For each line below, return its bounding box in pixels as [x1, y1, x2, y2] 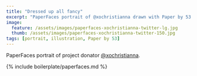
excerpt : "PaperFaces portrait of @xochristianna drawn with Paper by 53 [6, 14, 192, 20]
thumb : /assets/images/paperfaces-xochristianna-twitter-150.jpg [11, 30, 176, 36]
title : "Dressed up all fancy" [6, 8, 83, 15]
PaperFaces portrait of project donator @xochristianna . [6, 52, 140, 58]
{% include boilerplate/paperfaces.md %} [6, 63, 108, 70]
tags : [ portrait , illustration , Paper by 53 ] [6, 36, 120, 42]
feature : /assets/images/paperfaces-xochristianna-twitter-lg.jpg [11, 25, 178, 31]
